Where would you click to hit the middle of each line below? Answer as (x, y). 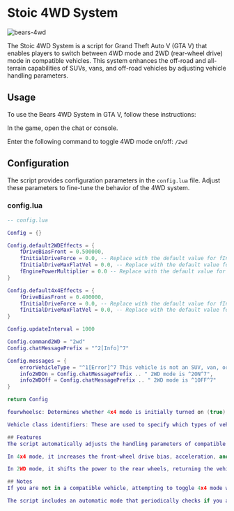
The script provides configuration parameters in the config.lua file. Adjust (114, 180)
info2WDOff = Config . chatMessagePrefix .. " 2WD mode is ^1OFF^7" (118, 380)
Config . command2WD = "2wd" (46, 342)
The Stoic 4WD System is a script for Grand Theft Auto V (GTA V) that (107, 45)
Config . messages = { (37, 361)
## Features (24, 437)
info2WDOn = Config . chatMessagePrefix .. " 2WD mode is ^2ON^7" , (117, 374)
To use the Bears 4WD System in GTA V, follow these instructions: (102, 114)
